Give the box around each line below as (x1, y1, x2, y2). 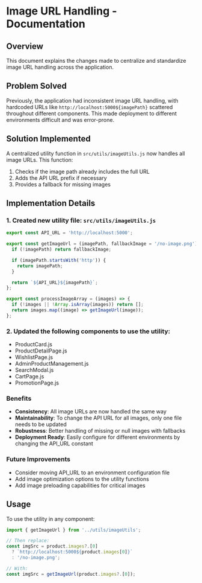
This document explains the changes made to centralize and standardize (6, 57, 186, 64)
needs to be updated (14, 421, 67, 428)
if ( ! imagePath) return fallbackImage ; (11, 246, 112, 253)
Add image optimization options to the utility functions (14, 475, 149, 482)
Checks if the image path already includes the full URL (14, 168, 150, 175)
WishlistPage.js (14, 354, 53, 361)
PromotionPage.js (14, 379, 59, 387)
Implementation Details (6, 198, 96, 209)
